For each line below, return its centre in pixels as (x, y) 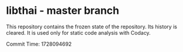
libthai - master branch (63, 11)
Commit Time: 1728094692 (39, 44)
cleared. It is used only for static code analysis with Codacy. (78, 32)
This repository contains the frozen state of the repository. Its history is (91, 27)
